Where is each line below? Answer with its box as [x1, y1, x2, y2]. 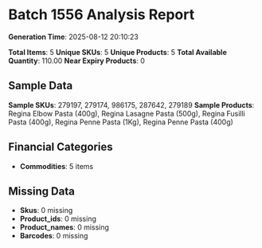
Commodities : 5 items [19, 161, 94, 171]
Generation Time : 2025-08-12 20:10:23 [8, 32, 139, 41]
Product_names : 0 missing [19, 222, 110, 232]
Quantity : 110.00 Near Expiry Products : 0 [8, 56, 146, 65]
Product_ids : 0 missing [19, 214, 97, 224]
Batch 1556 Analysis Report [8, 6, 195, 24]
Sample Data [8, 79, 73, 93]
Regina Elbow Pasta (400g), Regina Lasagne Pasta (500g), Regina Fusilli [8, 108, 245, 118]
